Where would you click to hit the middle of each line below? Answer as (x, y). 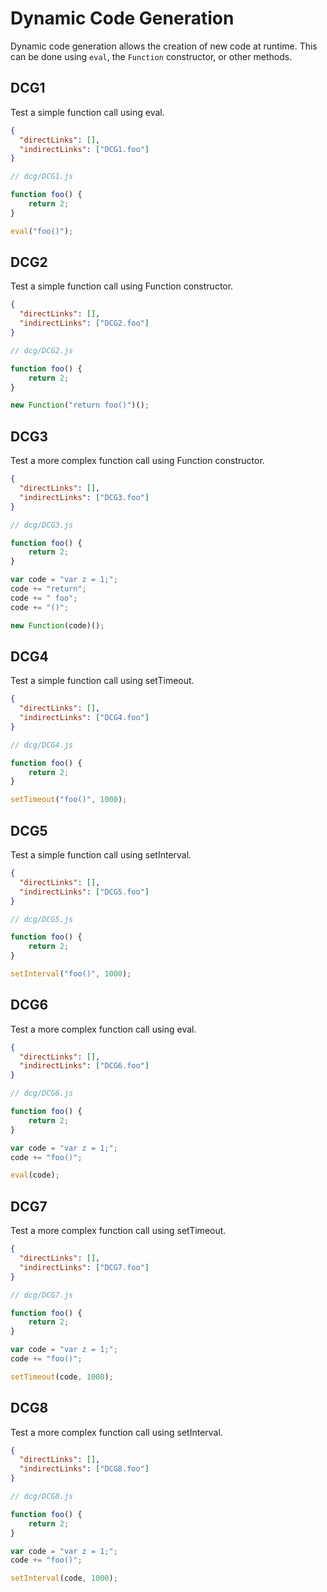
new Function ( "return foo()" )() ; (80, 405)
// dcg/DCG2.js (42, 350)
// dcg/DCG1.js (42, 177)
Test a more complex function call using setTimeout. (118, 1231)
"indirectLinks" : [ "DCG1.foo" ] (84, 149)
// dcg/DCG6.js (42, 1093)
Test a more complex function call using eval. (103, 1029)
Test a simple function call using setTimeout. (102, 681)
